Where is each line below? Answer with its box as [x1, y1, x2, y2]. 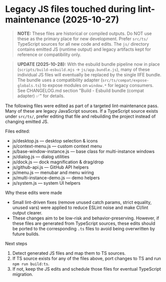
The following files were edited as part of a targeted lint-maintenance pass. [5, 103, 159, 109]
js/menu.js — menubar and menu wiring [12, 169, 94, 175]
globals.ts [17, 83, 40, 88]
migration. [12, 271, 33, 277]
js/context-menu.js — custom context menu [12, 143, 102, 149]
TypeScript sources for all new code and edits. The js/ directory [17, 41, 150, 47]
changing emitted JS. [5, 118, 49, 125]
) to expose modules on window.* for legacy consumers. [39, 82, 154, 88]
